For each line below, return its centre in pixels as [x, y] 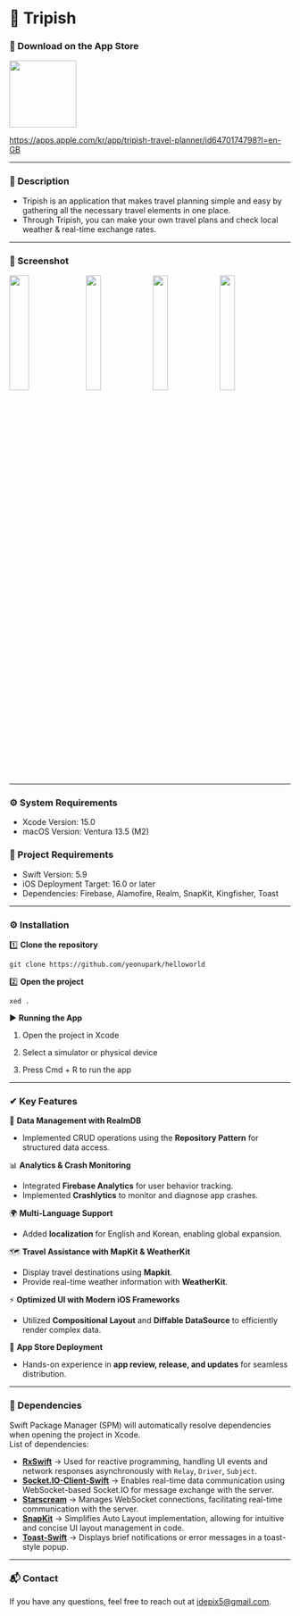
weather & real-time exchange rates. [89, 229]
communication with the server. [80, 1509]
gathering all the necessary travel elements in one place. [126, 210]
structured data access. [66, 1147]
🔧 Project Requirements [62, 854]
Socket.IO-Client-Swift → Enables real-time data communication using [154, 1480]
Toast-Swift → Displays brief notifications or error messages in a [142, 1537]
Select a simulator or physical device [90, 1052]
